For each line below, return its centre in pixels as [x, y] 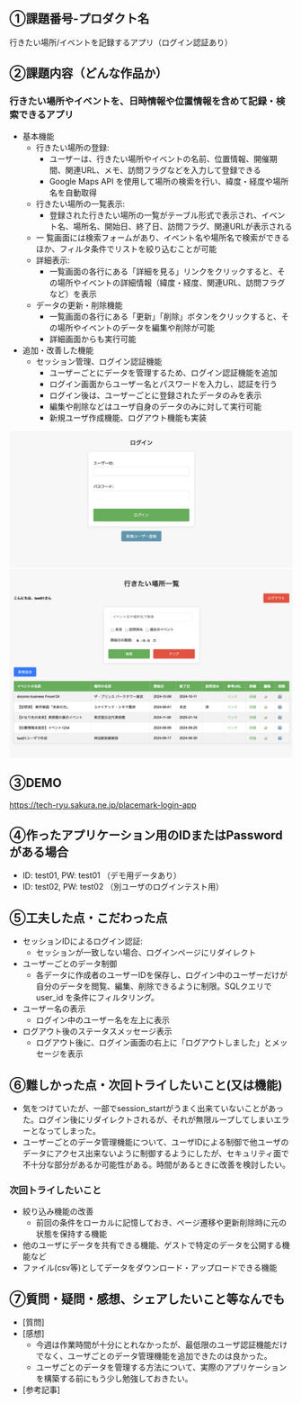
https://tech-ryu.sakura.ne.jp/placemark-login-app [103, 805]
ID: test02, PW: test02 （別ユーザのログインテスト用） [123, 887]
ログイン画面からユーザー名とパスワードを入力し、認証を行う [164, 384]
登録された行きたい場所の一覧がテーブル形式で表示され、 [155, 215]
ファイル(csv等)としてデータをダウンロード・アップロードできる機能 [150, 1268]
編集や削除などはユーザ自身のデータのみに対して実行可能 [155, 406]
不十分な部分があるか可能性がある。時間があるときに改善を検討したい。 [156, 1165]
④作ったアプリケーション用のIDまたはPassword [146, 835]
